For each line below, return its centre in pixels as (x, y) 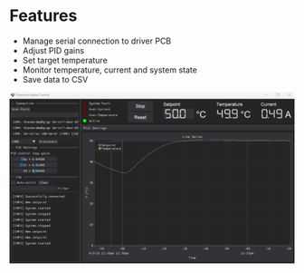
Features (43, 16)
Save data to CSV (55, 79)
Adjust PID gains (53, 50)
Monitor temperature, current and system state (109, 70)
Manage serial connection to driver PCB (97, 41)
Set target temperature (65, 60)
